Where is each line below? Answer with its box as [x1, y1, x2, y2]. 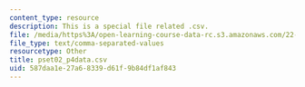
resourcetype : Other [9, 47, 88, 56]
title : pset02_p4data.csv [9, 55, 107, 64]
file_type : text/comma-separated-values [9, 38, 165, 48]
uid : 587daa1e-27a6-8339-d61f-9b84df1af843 [9, 64, 177, 73]
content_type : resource [9, 13, 100, 23]
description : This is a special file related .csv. [9, 22, 209, 31]
